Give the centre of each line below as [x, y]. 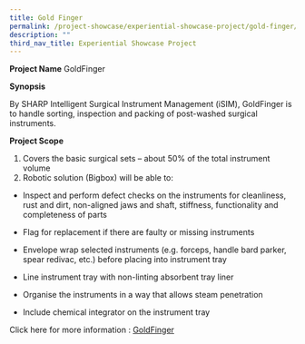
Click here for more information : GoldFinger [92, 330]
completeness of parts [64, 215]
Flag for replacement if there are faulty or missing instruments [138, 232]
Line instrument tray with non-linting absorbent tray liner [128, 277]
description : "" [40, 34]
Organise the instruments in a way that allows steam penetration [143, 295]
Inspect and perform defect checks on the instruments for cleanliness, [154, 195]
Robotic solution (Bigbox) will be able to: [98, 178]
